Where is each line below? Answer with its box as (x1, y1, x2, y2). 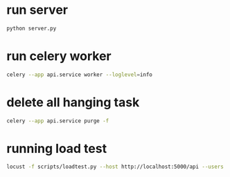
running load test (6, 140, 107, 156)
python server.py (6, 25, 57, 32)
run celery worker (6, 48, 112, 64)
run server (6, 2, 69, 18)
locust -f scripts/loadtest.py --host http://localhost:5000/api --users (6, 163, 224, 171)
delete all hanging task (6, 94, 140, 110)
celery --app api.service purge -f (6, 117, 109, 124)
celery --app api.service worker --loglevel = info (6, 71, 153, 78)
